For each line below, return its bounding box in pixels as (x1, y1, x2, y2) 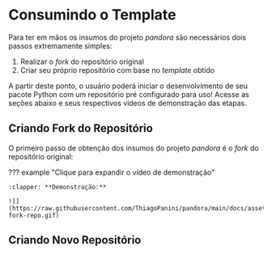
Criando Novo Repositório (8, 233, 142, 248)
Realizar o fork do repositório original (19, 57, 144, 66)
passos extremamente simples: (8, 40, 113, 50)
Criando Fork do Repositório (8, 121, 154, 135)
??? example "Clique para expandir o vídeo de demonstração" (8, 167, 215, 177)
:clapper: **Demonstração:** (8, 183, 107, 191)
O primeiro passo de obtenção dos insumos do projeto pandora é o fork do (8, 143, 259, 153)
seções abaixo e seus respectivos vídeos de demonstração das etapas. (8, 98, 247, 108)
